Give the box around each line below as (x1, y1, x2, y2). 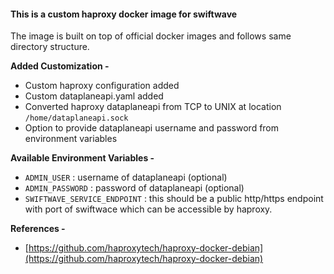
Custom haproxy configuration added (24, 80, 180, 92)
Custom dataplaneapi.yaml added (24, 90, 164, 102)
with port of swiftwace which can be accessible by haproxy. (24, 203, 273, 215)
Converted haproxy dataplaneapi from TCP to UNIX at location (24, 101, 282, 113)
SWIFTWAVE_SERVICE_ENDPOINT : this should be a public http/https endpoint (24, 193, 324, 205)
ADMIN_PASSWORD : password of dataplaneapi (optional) (24, 182, 245, 194)
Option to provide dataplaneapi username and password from (24, 122, 280, 134)
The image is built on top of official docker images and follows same (10, 30, 292, 42)
